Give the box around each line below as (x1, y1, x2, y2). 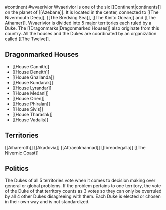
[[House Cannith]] (12, 63, 50, 69)
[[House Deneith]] (12, 69, 50, 75)
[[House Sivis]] (12, 106, 43, 112)
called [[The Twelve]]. (5, 36, 50, 42)
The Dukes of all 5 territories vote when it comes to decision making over (5, 177, 156, 184)
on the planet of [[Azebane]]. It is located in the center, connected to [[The (5, 9, 159, 15)
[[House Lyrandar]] (12, 85, 52, 91)
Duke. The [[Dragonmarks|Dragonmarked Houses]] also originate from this (5, 25, 159, 31)
